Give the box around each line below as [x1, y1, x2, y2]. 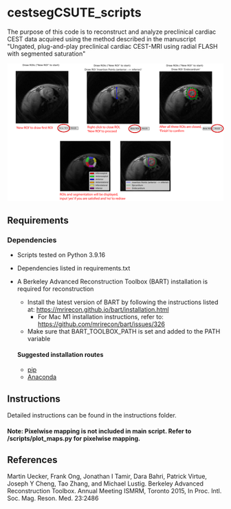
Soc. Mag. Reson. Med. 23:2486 [7, 494, 99, 503]
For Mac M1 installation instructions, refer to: [37, 313, 164, 321]
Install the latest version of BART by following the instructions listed [27, 298, 219, 307]
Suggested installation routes [16, 350, 104, 358]
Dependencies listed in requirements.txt [16, 264, 131, 272]
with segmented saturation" [7, 50, 86, 58]
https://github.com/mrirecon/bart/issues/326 [37, 320, 165, 328]
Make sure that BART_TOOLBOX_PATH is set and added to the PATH [27, 327, 221, 336]
